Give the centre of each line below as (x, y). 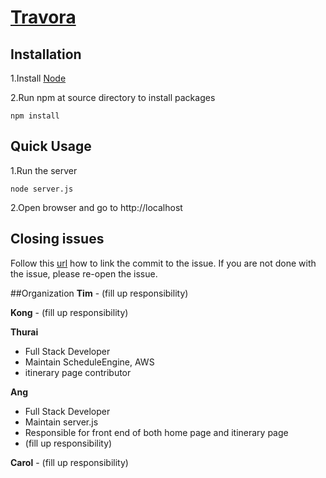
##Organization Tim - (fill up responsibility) (99, 293)
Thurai (24, 332)
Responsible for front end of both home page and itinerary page (156, 432)
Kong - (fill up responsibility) (69, 312)
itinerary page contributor (78, 372)
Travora (43, 17)
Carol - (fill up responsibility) (69, 462)
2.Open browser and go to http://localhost (96, 207)
